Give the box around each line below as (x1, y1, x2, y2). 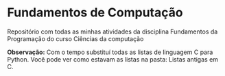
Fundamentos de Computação (7, 5, 183, 21)
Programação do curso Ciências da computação (7, 34, 144, 42)
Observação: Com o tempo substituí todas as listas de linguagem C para (7, 48, 213, 56)
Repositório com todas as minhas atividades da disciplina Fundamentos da (7, 27, 218, 36)
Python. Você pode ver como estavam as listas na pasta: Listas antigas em (7, 55, 218, 63)
